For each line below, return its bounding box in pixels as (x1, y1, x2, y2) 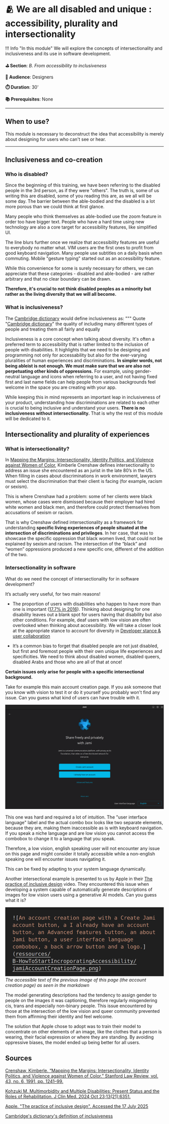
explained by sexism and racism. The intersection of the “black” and (5, 541, 147, 547)
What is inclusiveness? (5, 304, 63, 311)
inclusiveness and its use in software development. (5, 51, 111, 57)
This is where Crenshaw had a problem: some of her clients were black (5, 493, 152, 500)
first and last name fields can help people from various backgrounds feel (5, 379, 156, 385)
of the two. (5, 552, 28, 558)
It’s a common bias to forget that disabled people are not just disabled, (12, 643, 158, 649)
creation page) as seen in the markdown (5, 982, 90, 988)
